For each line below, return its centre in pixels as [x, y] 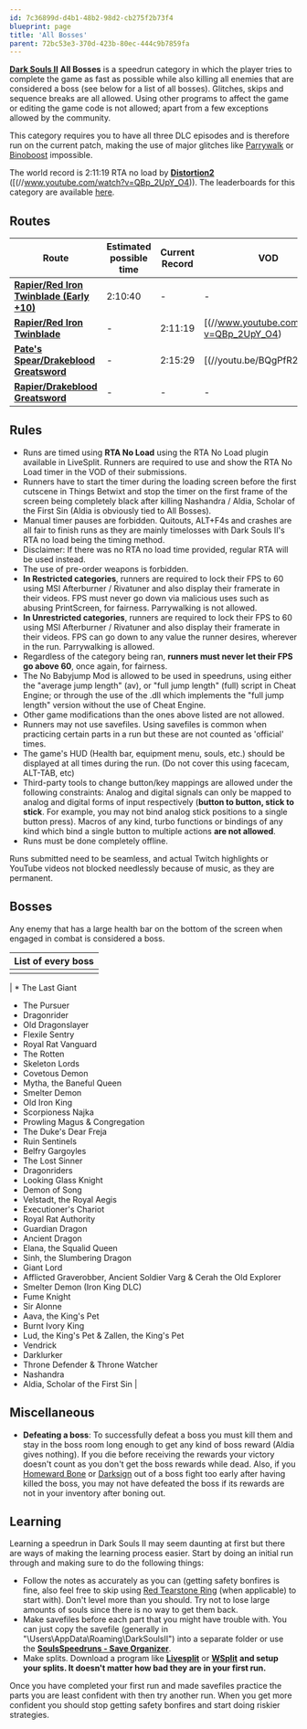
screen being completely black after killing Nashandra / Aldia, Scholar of [159, 501]
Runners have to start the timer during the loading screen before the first [159, 482]
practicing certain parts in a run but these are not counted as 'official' [153, 734]
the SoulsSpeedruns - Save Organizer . [97, 1649]
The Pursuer [46, 1005]
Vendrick [40, 1345]
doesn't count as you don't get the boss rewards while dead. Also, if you [159, 1464]
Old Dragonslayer [56, 1024]
